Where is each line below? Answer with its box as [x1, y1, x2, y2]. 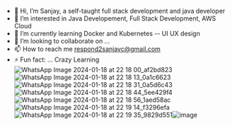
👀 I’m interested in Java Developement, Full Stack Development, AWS [13, 14, 216, 23]
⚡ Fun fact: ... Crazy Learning [13, 55, 100, 64]
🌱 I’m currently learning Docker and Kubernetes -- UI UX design [13, 29, 200, 38]
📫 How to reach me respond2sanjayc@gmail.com [13, 45, 161, 53]
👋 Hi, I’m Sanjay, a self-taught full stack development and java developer [13, 7, 226, 15]
